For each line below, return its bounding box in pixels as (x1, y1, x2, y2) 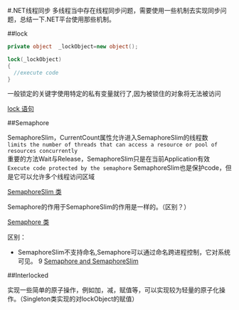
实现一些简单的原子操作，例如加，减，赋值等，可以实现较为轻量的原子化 (7, 286, 219, 294)
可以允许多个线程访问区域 (19, 173, 95, 181)
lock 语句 (7, 105, 34, 113)
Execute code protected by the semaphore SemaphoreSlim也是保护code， (7, 164, 226, 172)
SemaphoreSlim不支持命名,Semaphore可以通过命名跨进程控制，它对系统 (17, 248, 231, 257)
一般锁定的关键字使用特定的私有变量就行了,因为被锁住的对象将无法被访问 (7, 90, 222, 98)
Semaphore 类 (7, 218, 50, 226)
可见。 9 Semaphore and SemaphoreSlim (17, 257, 139, 265)
